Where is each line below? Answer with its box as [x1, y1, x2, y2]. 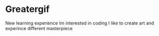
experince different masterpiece [5, 25, 73, 31]
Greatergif [5, 3, 50, 15]
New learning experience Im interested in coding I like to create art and [5, 20, 154, 26]
